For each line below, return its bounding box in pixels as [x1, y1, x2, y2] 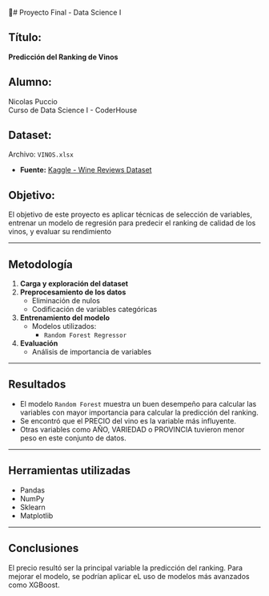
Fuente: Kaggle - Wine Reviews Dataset [19, 165, 152, 175]
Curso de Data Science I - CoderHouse [8, 105, 138, 115]
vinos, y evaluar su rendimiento [8, 227, 112, 237]
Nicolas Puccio [8, 96, 58, 106]
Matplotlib [19, 510, 54, 521]
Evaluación [19, 339, 58, 348]
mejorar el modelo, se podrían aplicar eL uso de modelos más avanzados [8, 571, 250, 581]
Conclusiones [8, 541, 79, 555]
